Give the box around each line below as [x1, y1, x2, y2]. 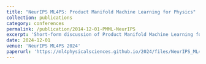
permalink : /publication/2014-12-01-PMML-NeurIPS [6, 26, 136, 32]
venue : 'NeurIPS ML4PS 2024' [6, 43, 81, 49]
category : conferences [6, 20, 64, 26]
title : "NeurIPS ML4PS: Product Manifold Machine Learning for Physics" [6, 9, 196, 15]
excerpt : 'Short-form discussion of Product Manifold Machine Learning [6, 32, 193, 38]
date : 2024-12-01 [6, 37, 51, 43]
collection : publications [6, 15, 72, 21]
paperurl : [6, 49, 32, 55]
